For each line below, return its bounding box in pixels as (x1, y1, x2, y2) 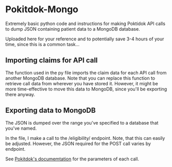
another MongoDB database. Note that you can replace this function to (5, 75, 156, 81)
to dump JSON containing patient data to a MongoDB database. (5, 26, 140, 32)
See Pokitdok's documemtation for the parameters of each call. (5, 156, 140, 162)
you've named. (5, 125, 37, 131)
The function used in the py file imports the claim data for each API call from (5, 69, 167, 76)
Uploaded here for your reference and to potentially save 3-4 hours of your (5, 36, 164, 42)
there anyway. (5, 91, 35, 98)
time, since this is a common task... (5, 41, 80, 47)
